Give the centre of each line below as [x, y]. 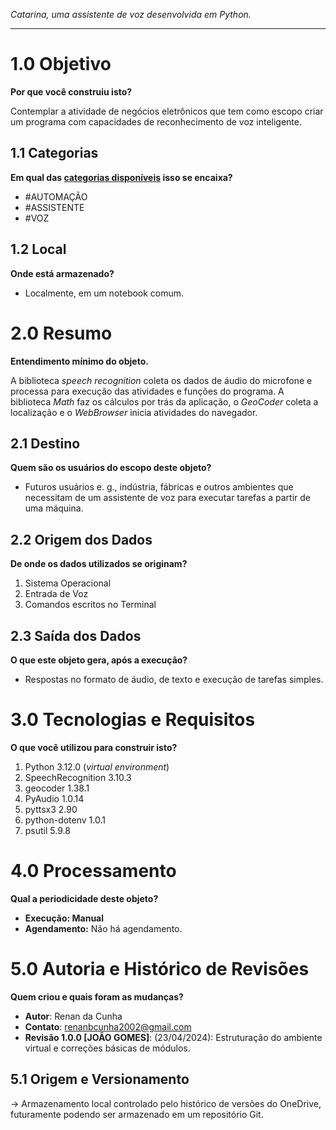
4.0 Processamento [93, 871]
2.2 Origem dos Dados [81, 539]
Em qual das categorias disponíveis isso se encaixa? [121, 177]
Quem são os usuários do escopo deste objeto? [111, 468]
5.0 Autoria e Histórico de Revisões [160, 969]
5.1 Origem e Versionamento [100, 1079]
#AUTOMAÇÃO [56, 196]
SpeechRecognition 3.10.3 [78, 777]
